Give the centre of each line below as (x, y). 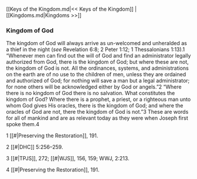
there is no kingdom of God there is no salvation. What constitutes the (91, 93)
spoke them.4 (23, 124)
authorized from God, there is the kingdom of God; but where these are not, (97, 62)
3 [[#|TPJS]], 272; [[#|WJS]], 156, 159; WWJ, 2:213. (68, 158)
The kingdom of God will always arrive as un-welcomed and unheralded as (97, 43)
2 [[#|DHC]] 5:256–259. (35, 147)
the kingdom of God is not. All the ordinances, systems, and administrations (97, 68)
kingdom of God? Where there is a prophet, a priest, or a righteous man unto (98, 99)
